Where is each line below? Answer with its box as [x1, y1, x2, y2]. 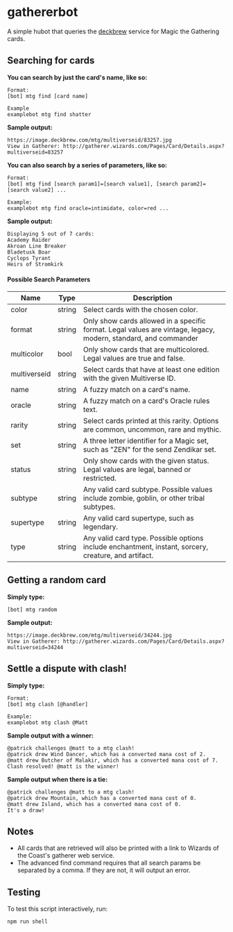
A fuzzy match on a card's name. [83, 384, 191, 394]
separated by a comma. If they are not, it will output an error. [17, 866, 191, 874]
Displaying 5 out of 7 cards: [7, 230, 95, 237]
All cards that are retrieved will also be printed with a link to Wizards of [17, 844, 220, 852]
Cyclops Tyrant [7, 254, 51, 261]
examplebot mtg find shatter [7, 111, 92, 118]
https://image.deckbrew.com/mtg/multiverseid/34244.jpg [7, 632, 172, 639]
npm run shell [7, 918, 49, 925]
